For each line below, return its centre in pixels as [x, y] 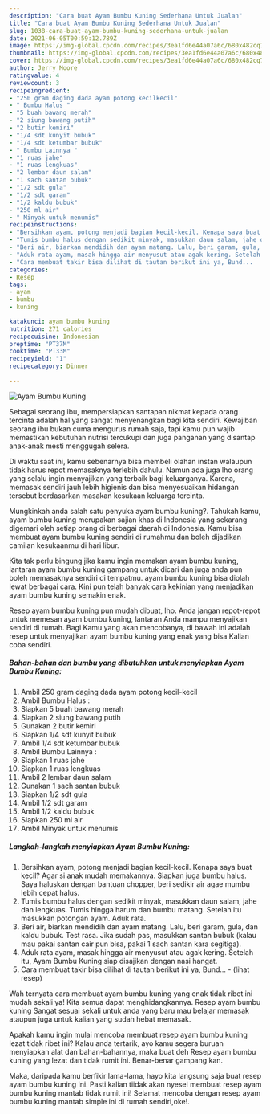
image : [20, 46]
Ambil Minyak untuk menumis [69, 828]
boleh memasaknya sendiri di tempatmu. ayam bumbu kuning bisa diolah [129, 577]
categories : [29, 270]
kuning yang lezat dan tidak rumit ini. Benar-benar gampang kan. [116, 1060]
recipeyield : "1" [38, 359]
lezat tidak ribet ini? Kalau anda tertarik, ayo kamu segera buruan [116, 1043]
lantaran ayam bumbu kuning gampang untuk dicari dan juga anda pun [126, 569]
